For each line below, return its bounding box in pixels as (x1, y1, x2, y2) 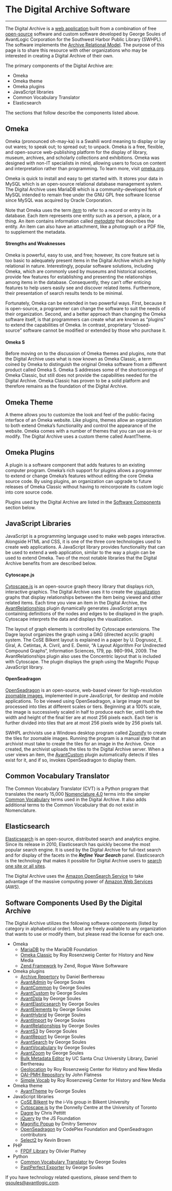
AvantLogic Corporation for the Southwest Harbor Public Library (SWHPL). (5, 36, 163, 42)
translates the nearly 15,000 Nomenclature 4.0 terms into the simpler (5, 791, 150, 797)
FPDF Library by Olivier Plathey (20, 1148, 87, 1154)
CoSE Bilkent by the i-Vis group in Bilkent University (20, 1099, 130, 1105)
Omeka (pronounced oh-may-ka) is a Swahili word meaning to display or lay (5, 138, 166, 144)
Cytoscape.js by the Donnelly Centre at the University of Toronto (20, 1104, 157, 1111)
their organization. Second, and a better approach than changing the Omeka (5, 311, 166, 317)
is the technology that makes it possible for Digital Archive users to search (5, 857, 162, 863)
